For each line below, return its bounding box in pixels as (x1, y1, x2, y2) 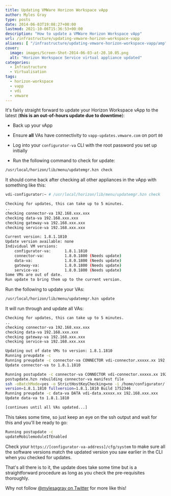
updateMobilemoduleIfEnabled (5, 434, 67, 439)
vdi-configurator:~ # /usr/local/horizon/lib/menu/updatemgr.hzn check (5, 192, 160, 197)
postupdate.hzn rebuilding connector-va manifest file (5, 376, 124, 381)
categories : (5, 60, 31, 65)
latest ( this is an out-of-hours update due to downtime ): (5, 112, 125, 119)
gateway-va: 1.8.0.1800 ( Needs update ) (14, 263, 122, 268)
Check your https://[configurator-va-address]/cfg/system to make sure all (5, 443, 165, 449)
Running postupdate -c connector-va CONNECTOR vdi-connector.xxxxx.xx (5, 372, 158, 377)
